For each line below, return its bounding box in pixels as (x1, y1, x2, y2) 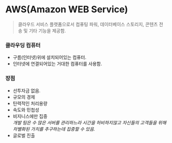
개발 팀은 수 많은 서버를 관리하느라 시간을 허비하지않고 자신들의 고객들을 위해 (12, 119, 167, 126)
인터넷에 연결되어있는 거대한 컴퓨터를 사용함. (12, 60, 103, 67)
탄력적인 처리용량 (12, 100, 48, 106)
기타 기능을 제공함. (29, 27, 66, 34)
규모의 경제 (12, 94, 35, 100)
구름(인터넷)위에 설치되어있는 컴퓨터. (12, 54, 86, 60)
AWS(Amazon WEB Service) (5, 4, 128, 15)
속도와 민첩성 (12, 107, 40, 113)
